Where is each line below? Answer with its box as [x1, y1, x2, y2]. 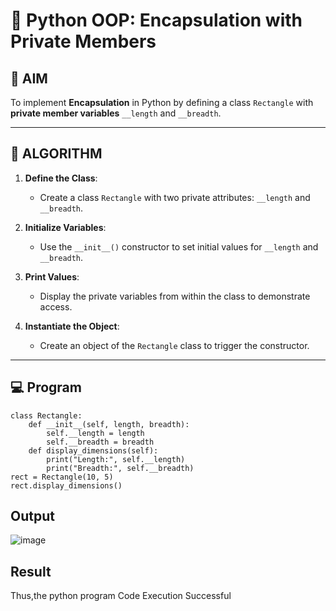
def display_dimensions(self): [28, 445, 159, 456]
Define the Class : [24, 172, 98, 184]
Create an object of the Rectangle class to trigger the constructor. [39, 339, 310, 351]
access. [39, 300, 73, 313]
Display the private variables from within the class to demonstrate [39, 290, 311, 302]
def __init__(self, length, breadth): [28, 419, 190, 429]
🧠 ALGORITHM [10, 145, 103, 163]
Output [10, 508, 55, 525]
